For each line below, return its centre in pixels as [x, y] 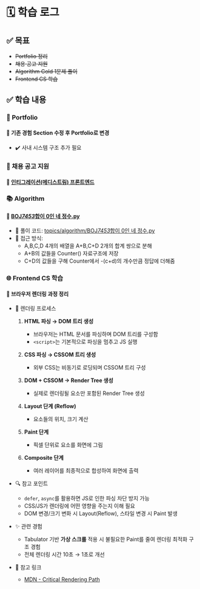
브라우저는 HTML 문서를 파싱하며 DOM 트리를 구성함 [96, 334]
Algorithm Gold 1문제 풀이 [46, 71]
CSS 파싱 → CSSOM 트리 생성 [60, 355]
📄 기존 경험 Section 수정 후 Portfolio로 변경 [58, 133]
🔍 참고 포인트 [32, 483]
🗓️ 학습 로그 [33, 12]
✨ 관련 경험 [28, 527]
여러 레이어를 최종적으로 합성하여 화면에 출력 [86, 471]
